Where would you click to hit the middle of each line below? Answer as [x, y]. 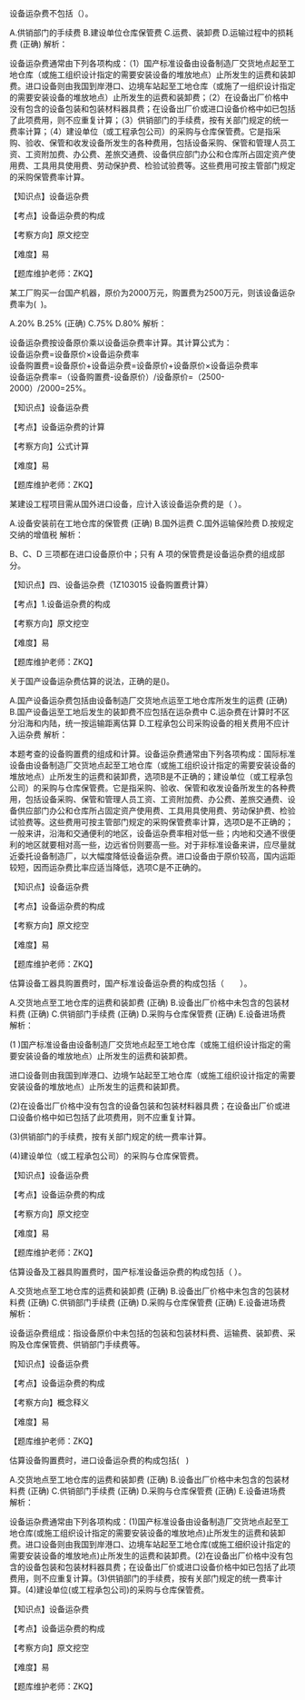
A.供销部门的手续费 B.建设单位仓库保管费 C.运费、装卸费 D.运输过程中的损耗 [152, 33]
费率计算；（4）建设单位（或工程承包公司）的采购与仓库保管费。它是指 [142, 131]
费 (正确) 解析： [39, 44]
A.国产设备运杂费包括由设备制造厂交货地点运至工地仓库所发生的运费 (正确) [148, 701]
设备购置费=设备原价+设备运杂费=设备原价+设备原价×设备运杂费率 [134, 365]
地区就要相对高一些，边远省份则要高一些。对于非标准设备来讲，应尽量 [156, 845]
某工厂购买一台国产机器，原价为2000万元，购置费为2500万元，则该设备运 [148, 293]
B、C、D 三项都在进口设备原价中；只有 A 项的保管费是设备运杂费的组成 [143, 554]
